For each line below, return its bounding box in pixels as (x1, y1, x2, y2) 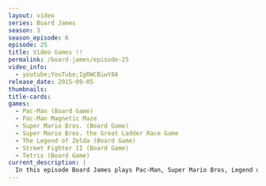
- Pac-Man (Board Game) (15, 108, 93, 116)
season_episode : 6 (8, 33, 69, 42)
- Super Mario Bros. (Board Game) (15, 122, 129, 130)
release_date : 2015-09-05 (8, 78, 93, 85)
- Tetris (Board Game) (15, 151, 90, 159)
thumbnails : (8, 85, 47, 93)
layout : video (8, 11, 55, 20)
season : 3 (8, 26, 41, 34)
